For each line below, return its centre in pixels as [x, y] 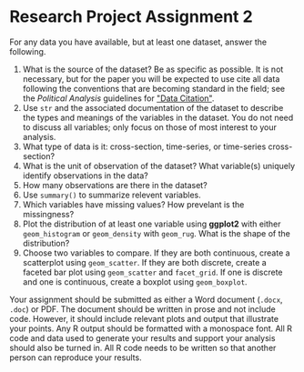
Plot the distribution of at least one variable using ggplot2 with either [152, 224]
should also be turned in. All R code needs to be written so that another [143, 347]
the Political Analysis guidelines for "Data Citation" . [118, 98]
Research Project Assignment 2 [131, 17]
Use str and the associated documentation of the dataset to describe [153, 107]
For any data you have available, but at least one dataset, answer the [138, 42]
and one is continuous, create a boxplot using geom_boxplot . [135, 282]
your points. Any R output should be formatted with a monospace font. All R [151, 328]
